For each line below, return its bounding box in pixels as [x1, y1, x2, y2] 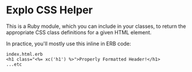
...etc [6, 62, 22, 67]
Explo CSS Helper [6, 3, 93, 17]
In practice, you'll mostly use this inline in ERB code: [6, 40, 131, 47]
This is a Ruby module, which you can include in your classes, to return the [6, 23, 186, 30]
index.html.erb [6, 51, 43, 57]
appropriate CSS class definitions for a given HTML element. [6, 28, 152, 35]
